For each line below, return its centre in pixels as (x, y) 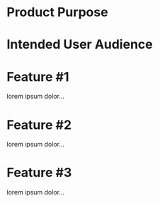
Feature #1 (38, 76)
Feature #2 (39, 125)
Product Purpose (57, 12)
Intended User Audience (80, 45)
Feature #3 (39, 173)
